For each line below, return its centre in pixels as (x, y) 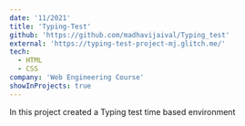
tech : (20, 52)
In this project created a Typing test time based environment (122, 111)
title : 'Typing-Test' (51, 26)
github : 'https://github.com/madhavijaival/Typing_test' (120, 35)
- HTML (30, 60)
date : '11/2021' (40, 18)
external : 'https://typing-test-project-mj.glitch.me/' (117, 43)
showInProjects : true (51, 86)
